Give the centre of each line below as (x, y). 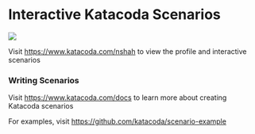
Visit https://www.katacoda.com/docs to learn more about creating (118, 98)
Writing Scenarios (44, 80)
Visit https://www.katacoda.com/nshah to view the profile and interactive (128, 51)
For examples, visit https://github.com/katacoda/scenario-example (117, 121)
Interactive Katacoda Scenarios (114, 15)
